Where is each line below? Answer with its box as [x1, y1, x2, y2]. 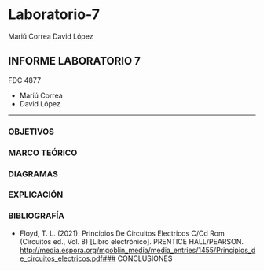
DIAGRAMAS [8, 168, 59, 179]
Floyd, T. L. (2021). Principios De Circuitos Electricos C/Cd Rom [19, 228, 225, 238]
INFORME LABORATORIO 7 [8, 54, 141, 68]
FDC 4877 [8, 75, 42, 84]
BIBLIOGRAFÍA [8, 210, 65, 221]
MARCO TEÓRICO [8, 147, 78, 158]
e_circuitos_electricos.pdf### [19, 254, 116, 263]
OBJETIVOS [8, 126, 55, 137]
